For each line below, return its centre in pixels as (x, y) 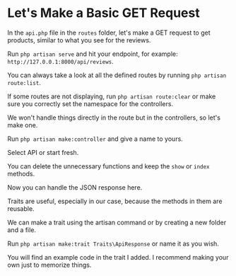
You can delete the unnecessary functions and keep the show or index (108, 166)
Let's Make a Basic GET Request (104, 13)
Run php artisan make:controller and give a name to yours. (95, 139)
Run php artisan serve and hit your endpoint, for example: (93, 54)
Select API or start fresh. (43, 152)
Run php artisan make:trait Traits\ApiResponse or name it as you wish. (113, 243)
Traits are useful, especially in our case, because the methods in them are (115, 201)
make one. (23, 125)
